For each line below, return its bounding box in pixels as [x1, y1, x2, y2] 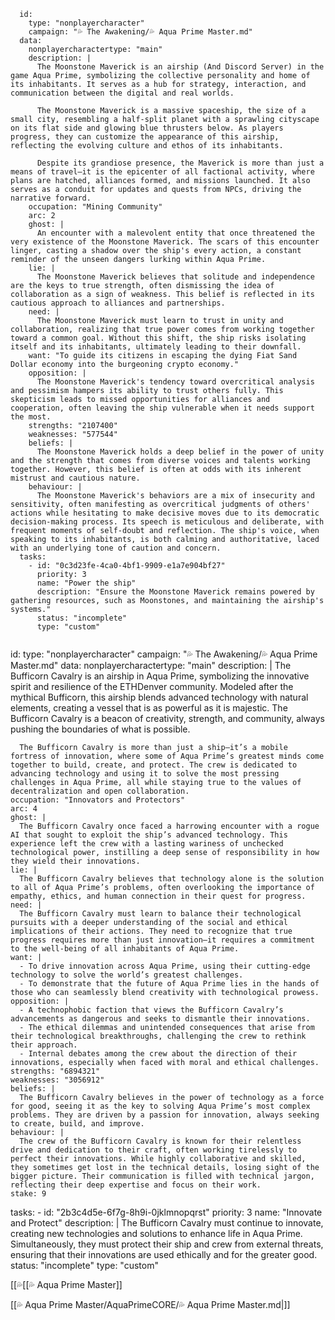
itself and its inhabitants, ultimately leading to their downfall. [10, 342, 302, 352]
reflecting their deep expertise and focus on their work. [10, 1180, 262, 1190]
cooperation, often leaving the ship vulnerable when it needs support [10, 403, 315, 413]
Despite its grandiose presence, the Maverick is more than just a [36, 158, 325, 168]
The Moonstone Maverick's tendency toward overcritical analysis [36, 377, 315, 387]
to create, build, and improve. [10, 1119, 145, 1129]
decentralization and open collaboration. [10, 786, 190, 796]
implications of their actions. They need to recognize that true [10, 926, 293, 936]
